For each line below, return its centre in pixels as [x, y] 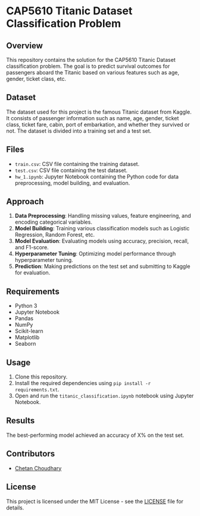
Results [21, 421]
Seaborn [25, 344]
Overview [25, 46]
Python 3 [26, 306]
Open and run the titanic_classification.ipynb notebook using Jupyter [104, 396]
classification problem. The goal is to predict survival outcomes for [88, 66]
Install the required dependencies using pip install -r [83, 383]
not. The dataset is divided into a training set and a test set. [79, 131]
